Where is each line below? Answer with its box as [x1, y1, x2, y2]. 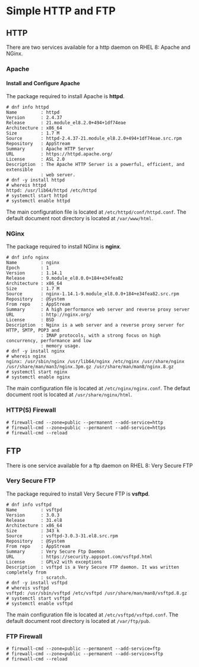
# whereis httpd [6, 183, 46, 189]
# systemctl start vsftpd [6, 595, 70, 602]
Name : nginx [6, 260, 60, 266]
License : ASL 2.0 [6, 156, 65, 162]
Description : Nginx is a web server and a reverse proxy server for [6, 322, 185, 328]
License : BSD [6, 317, 55, 323]
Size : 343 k [6, 528, 60, 534]
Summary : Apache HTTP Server [6, 146, 94, 152]
